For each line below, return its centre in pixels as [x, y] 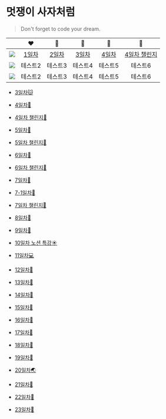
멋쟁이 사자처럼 [41, 12]
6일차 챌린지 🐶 [31, 167]
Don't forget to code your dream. [61, 29]
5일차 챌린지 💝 [31, 142]
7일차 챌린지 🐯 [31, 205]
